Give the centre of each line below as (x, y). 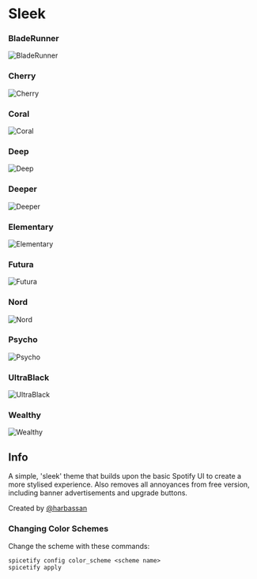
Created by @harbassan (48, 508)
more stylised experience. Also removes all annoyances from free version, (129, 485)
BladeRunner (34, 39)
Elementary (31, 227)
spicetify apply (35, 567)
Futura (21, 264)
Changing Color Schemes (59, 528)
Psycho (23, 340)
